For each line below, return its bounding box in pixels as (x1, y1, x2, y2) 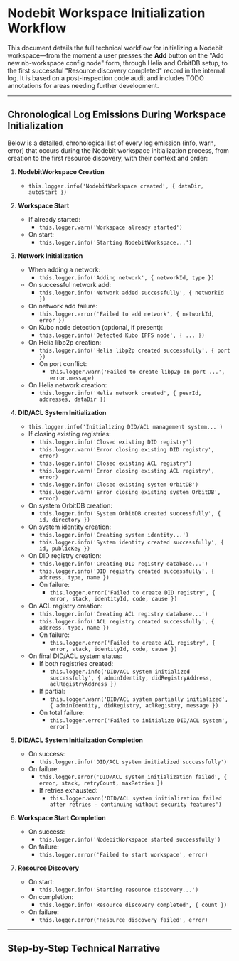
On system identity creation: (28, 522, 112, 531)
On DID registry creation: (28, 551, 102, 559)
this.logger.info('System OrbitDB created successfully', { (38, 510, 221, 517)
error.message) (49, 375, 95, 382)
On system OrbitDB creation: (28, 501, 112, 510)
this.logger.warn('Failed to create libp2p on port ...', (49, 368, 225, 375)
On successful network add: (28, 280, 112, 289)
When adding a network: (28, 265, 101, 274)
